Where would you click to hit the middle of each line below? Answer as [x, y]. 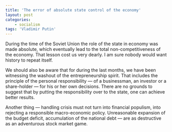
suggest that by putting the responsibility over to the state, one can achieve [85, 92]
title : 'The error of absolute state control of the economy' [73, 10]
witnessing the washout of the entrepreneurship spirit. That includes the [82, 76]
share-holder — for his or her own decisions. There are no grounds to [79, 87]
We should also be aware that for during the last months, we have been [81, 70]
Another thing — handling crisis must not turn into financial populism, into [83, 107]
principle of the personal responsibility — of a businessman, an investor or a [86, 81]
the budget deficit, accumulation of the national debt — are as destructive [83, 118]
